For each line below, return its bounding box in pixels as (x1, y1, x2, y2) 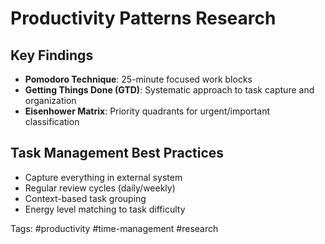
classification (24, 116, 80, 127)
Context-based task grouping (24, 192, 147, 204)
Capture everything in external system (24, 171, 183, 183)
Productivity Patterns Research (10, 7, 277, 30)
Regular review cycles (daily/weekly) (24, 182, 176, 194)
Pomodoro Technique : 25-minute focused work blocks (24, 73, 253, 85)
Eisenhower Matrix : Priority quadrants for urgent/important (24, 105, 270, 117)
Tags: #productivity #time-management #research (10, 222, 219, 234)
